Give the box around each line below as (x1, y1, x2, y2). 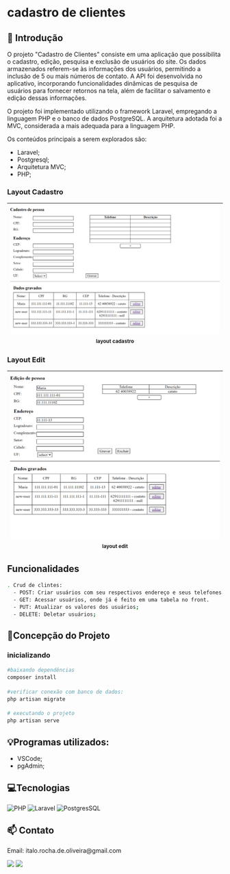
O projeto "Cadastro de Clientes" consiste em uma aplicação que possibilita (7, 50, 221, 58)
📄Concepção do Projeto (7, 629, 111, 641)
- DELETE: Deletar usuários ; (13, 611, 97, 618)
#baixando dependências (7, 666, 75, 674)
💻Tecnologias (7, 782, 71, 794)
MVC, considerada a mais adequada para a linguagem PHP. (7, 122, 176, 129)
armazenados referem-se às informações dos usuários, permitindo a (7, 65, 201, 73)
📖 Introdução (7, 32, 64, 44)
